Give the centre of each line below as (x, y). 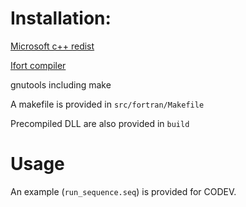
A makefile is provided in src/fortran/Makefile (107, 104)
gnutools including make (61, 84)
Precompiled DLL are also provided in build (100, 123)
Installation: (61, 18)
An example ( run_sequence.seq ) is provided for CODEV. (123, 191)
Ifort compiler (38, 65)
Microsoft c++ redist (52, 46)
